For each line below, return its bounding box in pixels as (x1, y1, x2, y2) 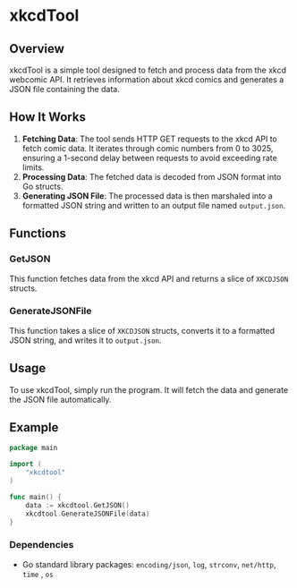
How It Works (9, 109, 87, 125)
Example (9, 420, 59, 435)
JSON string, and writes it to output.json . (9, 335, 163, 345)
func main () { (9, 492, 63, 501)
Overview (9, 41, 65, 56)
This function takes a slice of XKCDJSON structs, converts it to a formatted (9, 325, 276, 336)
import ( (9, 460, 42, 469)
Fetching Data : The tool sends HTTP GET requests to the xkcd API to (21, 133, 277, 144)
